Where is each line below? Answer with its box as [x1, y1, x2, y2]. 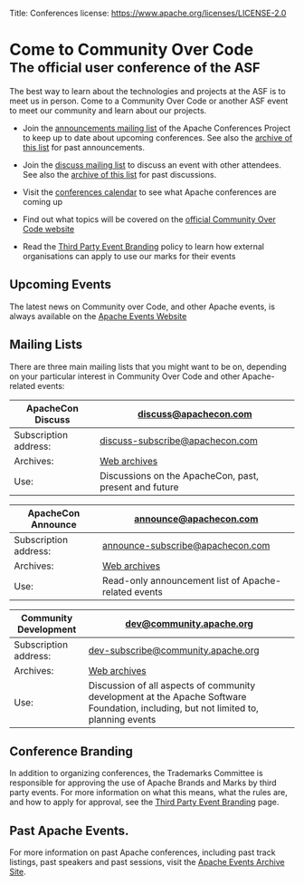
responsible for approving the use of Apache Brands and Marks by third [9, 777, 278, 788]
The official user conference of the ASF [9, 59, 261, 76]
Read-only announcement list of [102, 574, 241, 587]
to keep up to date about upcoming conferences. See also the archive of [22, 131, 293, 143]
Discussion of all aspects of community [88, 679, 256, 692]
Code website [22, 223, 75, 234]
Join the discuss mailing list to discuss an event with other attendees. [22, 159, 282, 170]
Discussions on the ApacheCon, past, [99, 469, 260, 481]
